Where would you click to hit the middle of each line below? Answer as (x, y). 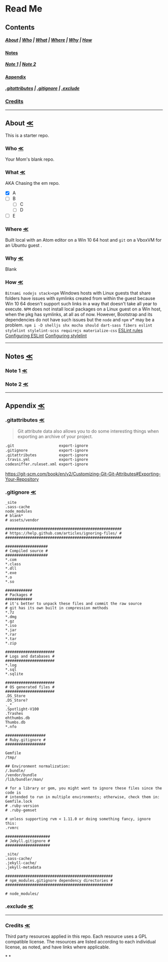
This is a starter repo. (27, 135)
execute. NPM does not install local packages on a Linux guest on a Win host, (83, 309)
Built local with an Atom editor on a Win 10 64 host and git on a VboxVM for (83, 240)
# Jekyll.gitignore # (28, 841)
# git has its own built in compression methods (57, 608)
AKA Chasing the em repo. (32, 183)
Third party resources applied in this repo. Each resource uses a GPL (76, 936)
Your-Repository (22, 479)
